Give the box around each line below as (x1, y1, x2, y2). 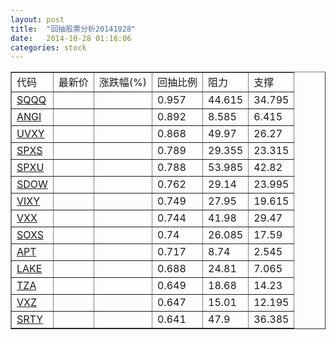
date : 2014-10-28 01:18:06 (10, 33, 132, 43)
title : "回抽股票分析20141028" (10, 24, 137, 34)
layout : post (10, 14, 65, 25)
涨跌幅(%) (98, 76, 148, 90)
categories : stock (10, 42, 87, 53)
